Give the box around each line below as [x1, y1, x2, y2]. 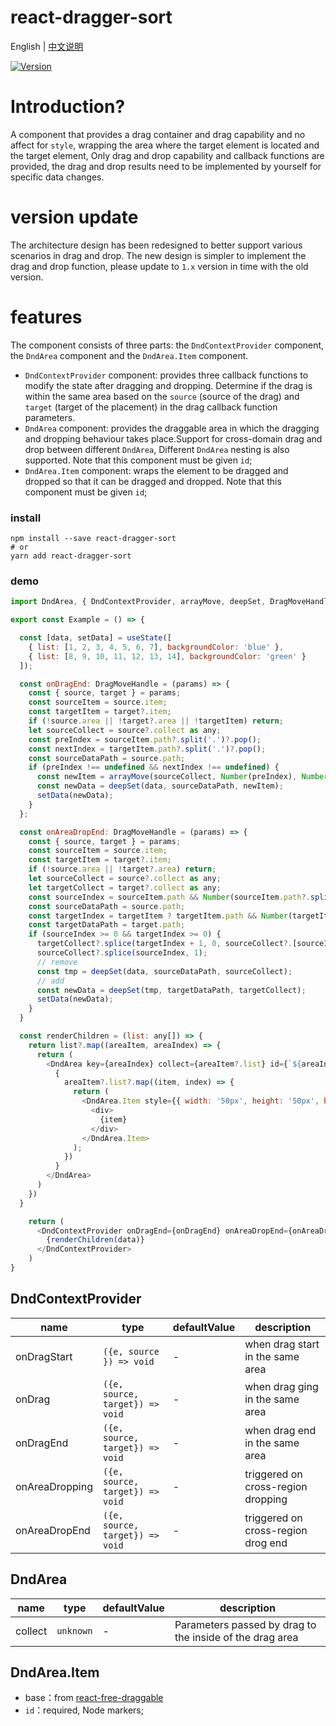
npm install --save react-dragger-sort [10, 534, 177, 544]
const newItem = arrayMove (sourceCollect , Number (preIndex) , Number [36, 772, 329, 782]
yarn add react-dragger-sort [10, 551, 132, 561]
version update [10, 206, 139, 229]
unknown [56, 1625, 93, 1636]
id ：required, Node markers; [24, 1704, 144, 1716]
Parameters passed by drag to [174, 1617, 317, 1631]
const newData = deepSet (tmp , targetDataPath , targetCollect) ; [36, 985, 307, 995]
